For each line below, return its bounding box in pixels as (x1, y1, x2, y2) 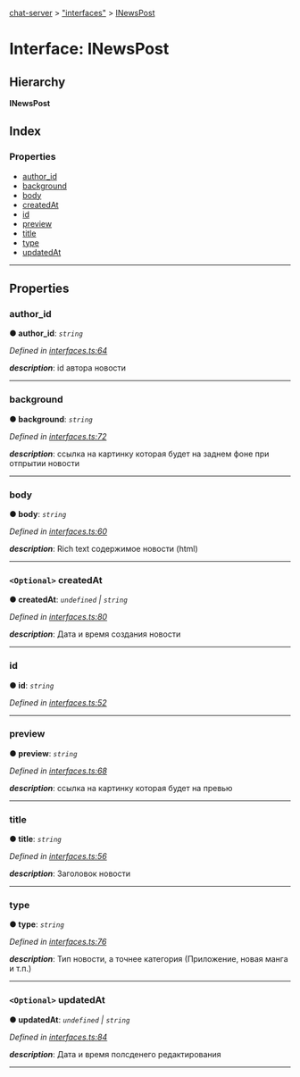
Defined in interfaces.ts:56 (9, 851, 107, 862)
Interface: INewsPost (9, 39, 170, 59)
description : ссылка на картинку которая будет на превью (9, 782, 233, 793)
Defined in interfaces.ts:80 (9, 612, 108, 622)
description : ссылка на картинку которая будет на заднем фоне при (9, 448, 270, 459)
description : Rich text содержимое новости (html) (9, 543, 198, 554)
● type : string (9, 919, 65, 930)
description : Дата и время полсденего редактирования (9, 1048, 221, 1059)
